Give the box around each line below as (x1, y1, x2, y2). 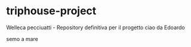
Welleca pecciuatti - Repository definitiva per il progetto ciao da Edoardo (6, 24, 185, 31)
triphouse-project (6, 4, 97, 18)
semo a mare (6, 35, 39, 42)
